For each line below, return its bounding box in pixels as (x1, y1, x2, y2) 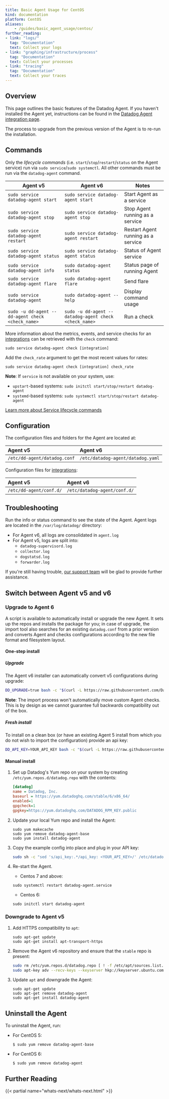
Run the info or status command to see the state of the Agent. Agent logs (5, 517, 157, 523)
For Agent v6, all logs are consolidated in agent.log (12, 532, 119, 538)
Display (124, 288, 142, 295)
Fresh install (5, 719, 32, 725)
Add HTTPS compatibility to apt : (12, 925, 79, 931)
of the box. (5, 708, 28, 714)
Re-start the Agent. (12, 864, 53, 870)
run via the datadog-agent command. (5, 170, 81, 176)
